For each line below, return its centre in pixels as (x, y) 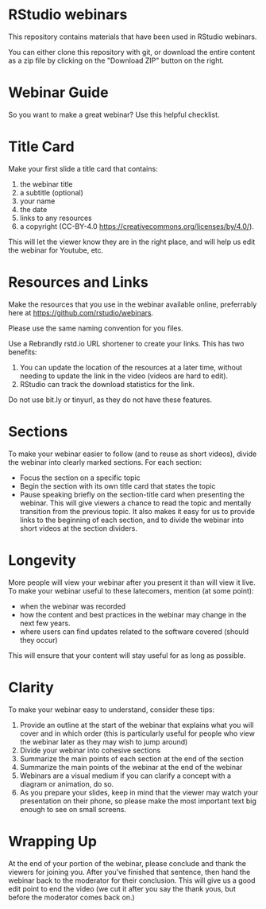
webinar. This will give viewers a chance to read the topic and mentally (135, 503)
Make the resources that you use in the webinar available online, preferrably (133, 304)
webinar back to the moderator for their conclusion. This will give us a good (132, 880)
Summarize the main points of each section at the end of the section (131, 758)
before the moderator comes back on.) (71, 897)
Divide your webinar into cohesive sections (90, 750)
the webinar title (46, 184)
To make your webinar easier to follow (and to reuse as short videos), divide (133, 454)
